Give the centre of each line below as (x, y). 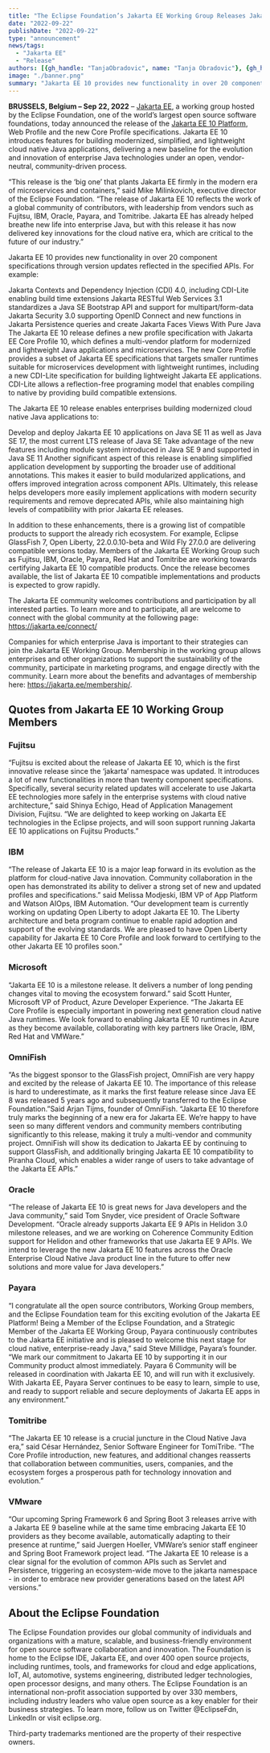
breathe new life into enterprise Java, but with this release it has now (123, 224)
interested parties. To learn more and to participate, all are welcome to (125, 609)
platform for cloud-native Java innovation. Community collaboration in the (131, 878)
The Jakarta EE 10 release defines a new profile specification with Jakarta (131, 333)
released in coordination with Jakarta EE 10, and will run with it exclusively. (132, 1374)
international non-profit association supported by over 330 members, (123, 1693)
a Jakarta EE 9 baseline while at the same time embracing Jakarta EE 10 (127, 1528)
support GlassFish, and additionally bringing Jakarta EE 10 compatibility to (131, 1151)
